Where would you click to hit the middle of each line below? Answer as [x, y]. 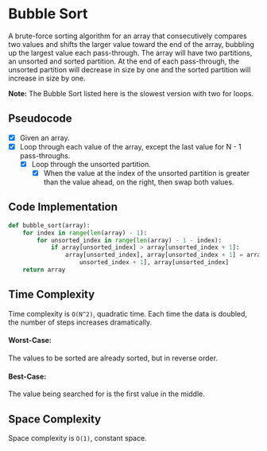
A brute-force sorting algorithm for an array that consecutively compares [128, 36]
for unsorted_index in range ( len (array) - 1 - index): [130, 240]
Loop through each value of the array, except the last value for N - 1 [131, 146]
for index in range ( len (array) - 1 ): [85, 233]
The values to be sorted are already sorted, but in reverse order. [113, 358]
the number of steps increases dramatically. [80, 322]
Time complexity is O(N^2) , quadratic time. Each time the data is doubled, [128, 313]
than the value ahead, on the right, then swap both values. [139, 182]
